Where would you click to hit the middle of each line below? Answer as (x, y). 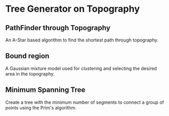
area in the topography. (30, 74)
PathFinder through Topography (58, 28)
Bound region (27, 56)
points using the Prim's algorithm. (41, 107)
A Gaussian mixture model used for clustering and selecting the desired (81, 68)
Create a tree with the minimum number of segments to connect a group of (85, 102)
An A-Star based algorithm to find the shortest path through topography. (82, 40)
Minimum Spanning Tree (45, 90)
